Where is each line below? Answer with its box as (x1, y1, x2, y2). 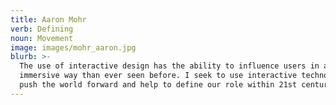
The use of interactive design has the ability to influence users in (19, 61, 320, 71)
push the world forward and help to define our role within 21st (19, 80, 298, 90)
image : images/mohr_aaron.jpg (10, 42, 137, 53)
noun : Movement (10, 33, 74, 43)
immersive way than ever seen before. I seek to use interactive (19, 71, 298, 81)
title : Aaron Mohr (10, 14, 87, 25)
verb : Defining (10, 24, 74, 34)
